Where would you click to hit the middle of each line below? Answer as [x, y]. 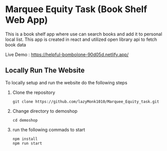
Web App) [27, 20]
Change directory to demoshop [45, 111]
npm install [25, 139]
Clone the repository [34, 92]
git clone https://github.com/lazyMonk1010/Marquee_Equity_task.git [86, 102]
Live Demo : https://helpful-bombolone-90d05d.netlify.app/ [67, 55]
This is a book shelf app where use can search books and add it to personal [84, 34]
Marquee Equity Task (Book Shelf [76, 9]
